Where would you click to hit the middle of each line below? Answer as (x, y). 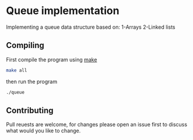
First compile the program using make (52, 59)
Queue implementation (63, 11)
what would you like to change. (43, 131)
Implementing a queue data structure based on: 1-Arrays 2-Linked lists (91, 27)
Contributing (30, 110)
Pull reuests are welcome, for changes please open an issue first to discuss (97, 125)
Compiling (25, 45)
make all (17, 70)
